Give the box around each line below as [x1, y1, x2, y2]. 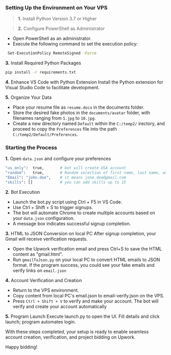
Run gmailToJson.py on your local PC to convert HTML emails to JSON [12, 257, 160, 263]
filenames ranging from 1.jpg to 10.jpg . [12, 115, 96, 121]
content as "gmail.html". [12, 251, 63, 257]
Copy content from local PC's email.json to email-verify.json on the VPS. [12, 292, 164, 298]
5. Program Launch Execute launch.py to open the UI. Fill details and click [5, 313, 160, 319]
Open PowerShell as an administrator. [12, 35, 92, 42]
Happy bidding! [5, 344, 38, 350]
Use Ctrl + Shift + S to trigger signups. [12, 204, 93, 210]
